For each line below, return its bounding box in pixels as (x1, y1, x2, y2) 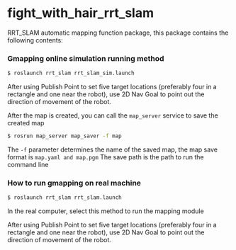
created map (7, 119, 45, 127)
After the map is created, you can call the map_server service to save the (7, 111, 218, 120)
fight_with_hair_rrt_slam (7, 5, 154, 21)
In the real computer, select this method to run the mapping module (7, 207, 204, 215)
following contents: (7, 35, 64, 44)
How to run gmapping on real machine (7, 178, 142, 188)
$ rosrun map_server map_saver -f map (7, 132, 122, 140)
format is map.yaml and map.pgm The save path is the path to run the (7, 152, 204, 161)
